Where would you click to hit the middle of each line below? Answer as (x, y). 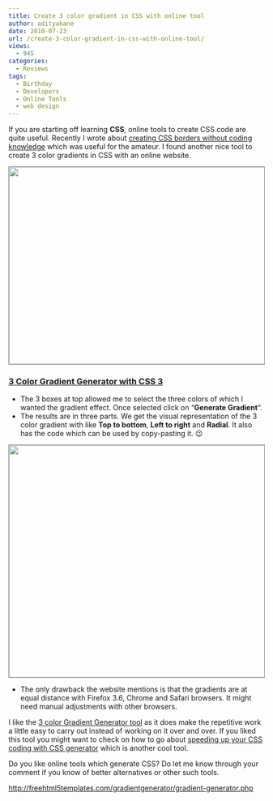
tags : (17, 76)
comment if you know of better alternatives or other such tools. (114, 773)
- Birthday (34, 84)
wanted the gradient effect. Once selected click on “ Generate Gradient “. (141, 408)
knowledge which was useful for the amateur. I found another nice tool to (130, 147)
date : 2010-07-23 (38, 31)
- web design (38, 106)
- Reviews (32, 69)
